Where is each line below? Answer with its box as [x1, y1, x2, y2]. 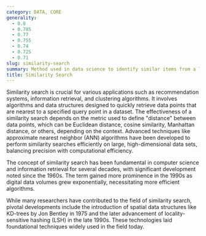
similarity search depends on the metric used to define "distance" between [6, 115, 196, 122]
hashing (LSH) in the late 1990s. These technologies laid [30, 216, 173, 224]
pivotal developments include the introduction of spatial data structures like [6, 204, 197, 211]
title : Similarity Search [6, 72, 72, 78]
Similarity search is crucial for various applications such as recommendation [6, 88, 199, 96]
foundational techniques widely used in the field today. [6, 223, 145, 230]
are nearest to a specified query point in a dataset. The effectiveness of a [6, 108, 192, 115]
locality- [164, 210, 186, 218]
